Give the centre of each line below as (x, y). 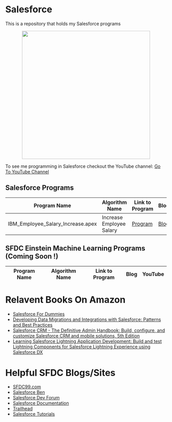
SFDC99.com (27, 387)
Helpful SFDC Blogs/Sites (60, 373)
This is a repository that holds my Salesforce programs (63, 24)
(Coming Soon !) (32, 257)
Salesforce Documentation (41, 403)
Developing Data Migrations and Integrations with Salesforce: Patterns (87, 319)
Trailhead (23, 409)
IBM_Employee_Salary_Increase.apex (52, 224)
